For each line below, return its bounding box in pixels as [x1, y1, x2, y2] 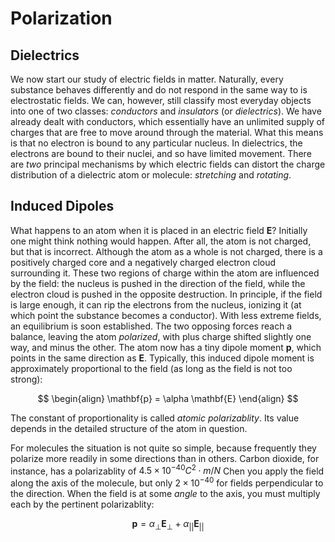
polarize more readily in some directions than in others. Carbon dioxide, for [10, 452, 320, 464]
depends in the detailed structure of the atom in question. [10, 422, 248, 434]
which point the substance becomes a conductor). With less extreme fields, [10, 309, 322, 321]
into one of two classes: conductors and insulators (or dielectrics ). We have [10, 105, 322, 117]
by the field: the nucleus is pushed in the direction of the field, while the [10, 277, 306, 289]
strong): [10, 373, 43, 385]
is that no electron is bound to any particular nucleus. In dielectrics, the [10, 137, 303, 149]
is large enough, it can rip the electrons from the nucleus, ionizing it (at [10, 298, 302, 311]
